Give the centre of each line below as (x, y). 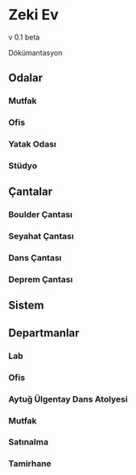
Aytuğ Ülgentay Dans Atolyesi (68, 399)
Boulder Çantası (41, 215)
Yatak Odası (32, 144)
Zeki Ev (33, 15)
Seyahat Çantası (41, 237)
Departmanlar (44, 333)
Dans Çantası (35, 258)
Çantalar (31, 192)
